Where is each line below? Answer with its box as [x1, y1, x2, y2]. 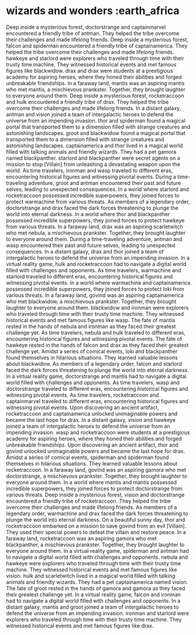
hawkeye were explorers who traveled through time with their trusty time [6, 559, 181, 567]
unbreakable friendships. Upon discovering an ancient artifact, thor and [6, 441, 178, 448]
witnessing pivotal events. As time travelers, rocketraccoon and [6, 391, 159, 398]
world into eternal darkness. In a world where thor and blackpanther [6, 210, 170, 218]
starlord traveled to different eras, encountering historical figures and [6, 273, 173, 280]
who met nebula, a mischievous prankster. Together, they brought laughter [6, 229, 186, 236]
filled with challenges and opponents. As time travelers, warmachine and [6, 266, 181, 273]
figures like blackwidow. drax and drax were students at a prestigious [6, 67, 173, 74]
